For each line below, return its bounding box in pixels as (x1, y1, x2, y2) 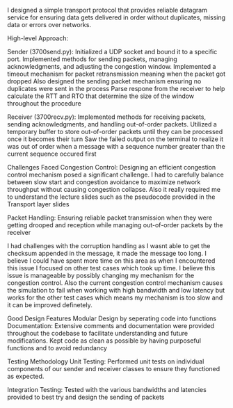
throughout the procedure (7, 99, 81, 107)
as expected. (7, 372, 45, 380)
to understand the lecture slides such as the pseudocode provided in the (7, 193, 216, 201)
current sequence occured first (7, 149, 97, 158)
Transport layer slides (7, 200, 70, 208)
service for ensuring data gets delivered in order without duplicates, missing (7, 13, 226, 22)
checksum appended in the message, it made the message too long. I (7, 250, 207, 257)
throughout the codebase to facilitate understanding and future (7, 329, 188, 337)
